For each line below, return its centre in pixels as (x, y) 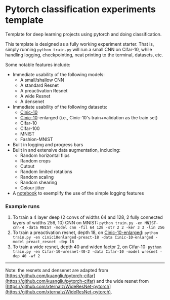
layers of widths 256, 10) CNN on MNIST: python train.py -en (77, 223)
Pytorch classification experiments (80, 9)
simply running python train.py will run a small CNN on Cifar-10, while (79, 49)
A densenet (32, 101)
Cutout (27, 166)
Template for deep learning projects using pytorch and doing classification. (83, 34)
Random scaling (37, 177)
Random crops (35, 160)
